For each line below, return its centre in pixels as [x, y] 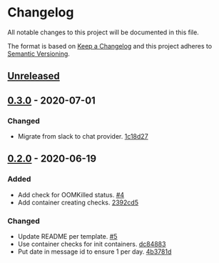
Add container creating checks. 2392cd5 [78, 202]
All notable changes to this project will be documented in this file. [103, 32]
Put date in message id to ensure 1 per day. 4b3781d [95, 252]
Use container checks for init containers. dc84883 [92, 244]
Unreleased [34, 76]
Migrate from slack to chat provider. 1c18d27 [83, 137]
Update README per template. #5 [67, 236]
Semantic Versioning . [39, 54]
